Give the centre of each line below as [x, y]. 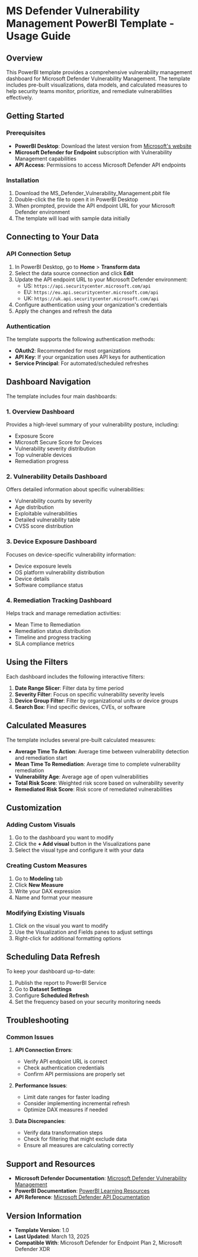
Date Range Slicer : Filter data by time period [69, 688]
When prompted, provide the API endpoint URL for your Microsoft [95, 205]
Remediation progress [42, 462]
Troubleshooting [38, 1021]
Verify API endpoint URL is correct [66, 1062]
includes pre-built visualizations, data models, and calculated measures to [97, 85]
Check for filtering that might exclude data [75, 1139]
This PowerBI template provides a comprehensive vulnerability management [99, 72]
